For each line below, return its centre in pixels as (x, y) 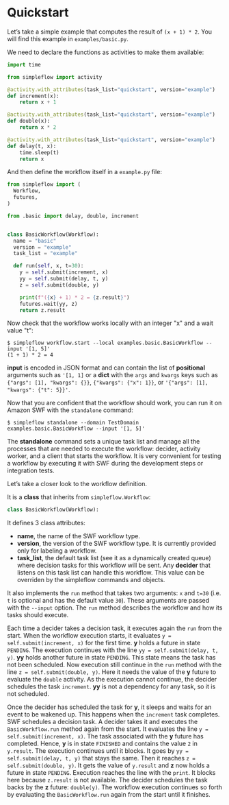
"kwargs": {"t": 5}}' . (39, 389)
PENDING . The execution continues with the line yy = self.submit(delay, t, (113, 650)
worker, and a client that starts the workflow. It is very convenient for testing (114, 456)
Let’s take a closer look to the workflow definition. (77, 484)
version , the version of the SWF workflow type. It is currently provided (117, 544)
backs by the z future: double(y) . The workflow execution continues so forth (114, 787)
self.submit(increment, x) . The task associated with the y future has (105, 736)
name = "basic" (35, 241)
